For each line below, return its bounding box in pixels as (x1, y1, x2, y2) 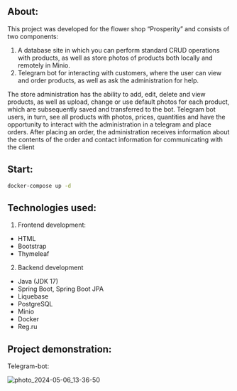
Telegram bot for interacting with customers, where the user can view (17, 68, 222, 77)
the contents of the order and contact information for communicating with (7, 135, 224, 144)
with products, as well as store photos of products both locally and (17, 53, 213, 62)
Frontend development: (17, 220, 87, 230)
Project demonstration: (7, 343, 112, 355)
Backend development (17, 263, 84, 272)
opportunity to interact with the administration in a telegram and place (7, 120, 211, 129)
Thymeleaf (17, 250, 50, 258)
